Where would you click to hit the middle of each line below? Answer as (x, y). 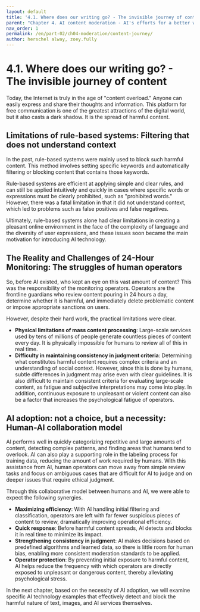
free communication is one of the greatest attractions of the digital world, (96, 110)
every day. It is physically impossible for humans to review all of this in (101, 342)
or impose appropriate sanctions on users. (58, 307)
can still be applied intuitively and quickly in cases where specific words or (98, 190)
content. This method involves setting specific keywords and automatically (98, 166)
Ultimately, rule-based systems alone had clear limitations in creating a (93, 220)
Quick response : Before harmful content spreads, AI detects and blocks (103, 528)
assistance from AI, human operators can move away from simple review (96, 467)
